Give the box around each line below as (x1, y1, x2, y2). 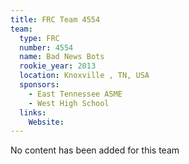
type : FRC (19, 33, 60, 43)
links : (19, 107, 47, 118)
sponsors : (19, 80, 60, 90)
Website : (28, 117, 65, 127)
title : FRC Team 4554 (10, 14, 101, 25)
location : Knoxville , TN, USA (19, 71, 150, 81)
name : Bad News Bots (19, 52, 105, 62)
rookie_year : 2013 (19, 61, 97, 71)
